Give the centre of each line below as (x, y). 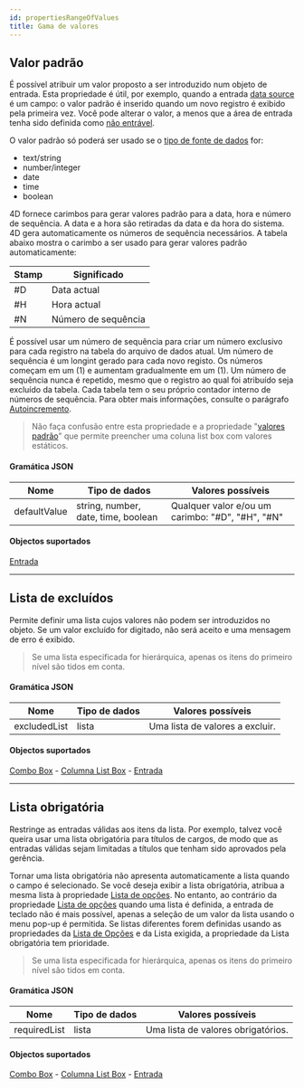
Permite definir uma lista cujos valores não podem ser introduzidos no (140, 620)
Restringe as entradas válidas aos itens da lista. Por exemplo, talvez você (146, 829)
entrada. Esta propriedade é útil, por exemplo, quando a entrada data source (152, 94)
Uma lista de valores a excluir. (212, 726)
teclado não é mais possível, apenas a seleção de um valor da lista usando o (152, 913)
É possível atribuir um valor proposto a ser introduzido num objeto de (138, 85)
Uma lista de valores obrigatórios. (217, 1029)
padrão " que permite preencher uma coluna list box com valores (152, 436)
